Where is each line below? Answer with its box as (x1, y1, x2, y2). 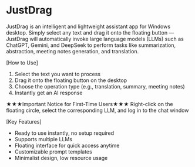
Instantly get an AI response (14, 89, 83, 96)
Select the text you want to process (14, 70, 101, 77)
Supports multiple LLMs (14, 135, 72, 142)
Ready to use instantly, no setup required (14, 129, 115, 137)
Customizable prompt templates (14, 148, 92, 155)
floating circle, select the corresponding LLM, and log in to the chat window (6, 107, 189, 114)
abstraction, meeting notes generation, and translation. (6, 47, 139, 54)
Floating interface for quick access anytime (14, 142, 120, 149)
